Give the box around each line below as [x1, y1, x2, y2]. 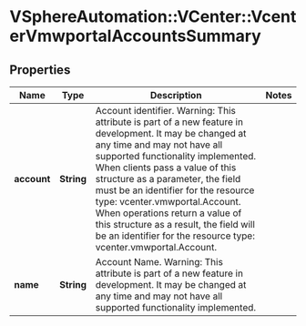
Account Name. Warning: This [95, 256, 223, 268]
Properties [9, 62, 71, 77]
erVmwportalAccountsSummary [9, 25, 261, 46]
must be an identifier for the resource [95, 184, 255, 197]
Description [149, 89, 202, 101]
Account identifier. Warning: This [95, 105, 237, 117]
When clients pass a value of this [95, 161, 237, 174]
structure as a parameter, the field [95, 173, 241, 185]
